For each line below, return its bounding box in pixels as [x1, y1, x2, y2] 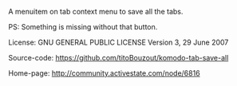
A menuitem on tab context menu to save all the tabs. [8, 7, 184, 16]
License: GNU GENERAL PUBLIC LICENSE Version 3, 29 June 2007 [8, 37, 229, 47]
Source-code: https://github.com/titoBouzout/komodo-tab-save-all [8, 53, 229, 62]
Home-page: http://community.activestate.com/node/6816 [8, 68, 201, 78]
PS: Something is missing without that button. [8, 22, 158, 31]
